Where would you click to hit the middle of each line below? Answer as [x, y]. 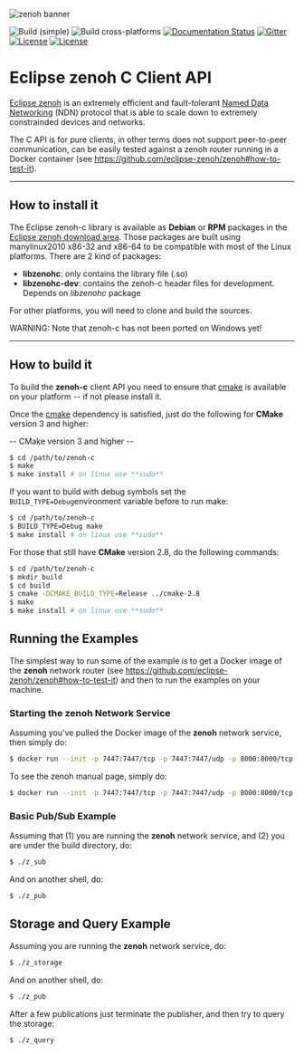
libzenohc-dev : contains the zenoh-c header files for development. [148, 283]
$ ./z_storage [36, 963]
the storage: [32, 1023]
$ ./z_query [32, 1040]
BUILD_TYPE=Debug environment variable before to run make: [119, 502]
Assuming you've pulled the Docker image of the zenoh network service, [146, 733]
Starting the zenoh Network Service [90, 713]
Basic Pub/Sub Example [63, 816]
